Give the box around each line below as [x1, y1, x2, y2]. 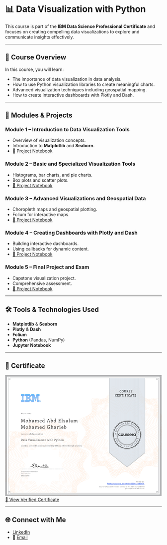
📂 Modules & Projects [5, 111, 73, 120]
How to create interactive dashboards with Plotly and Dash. [12, 92, 134, 98]
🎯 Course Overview [5, 53, 67, 62]
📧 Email [12, 534, 28, 540]
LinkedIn [12, 529, 30, 535]
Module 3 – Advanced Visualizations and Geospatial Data [5, 195, 146, 202]
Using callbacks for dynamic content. [12, 246, 89, 252]
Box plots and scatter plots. [12, 177, 69, 183]
